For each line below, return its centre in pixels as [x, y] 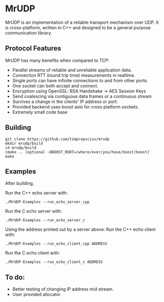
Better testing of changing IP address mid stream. [63, 289]
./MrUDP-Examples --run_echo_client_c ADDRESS [54, 262]
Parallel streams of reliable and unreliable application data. [72, 70]
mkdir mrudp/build [24, 143]
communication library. [28, 33]
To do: [15, 277]
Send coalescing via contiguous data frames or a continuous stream [82, 96]
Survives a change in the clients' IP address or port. [65, 101]
